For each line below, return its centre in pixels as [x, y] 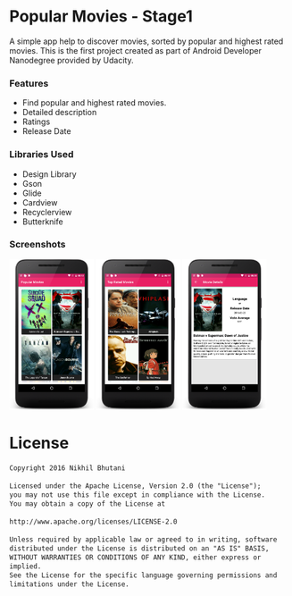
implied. [25, 566]
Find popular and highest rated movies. [94, 103]
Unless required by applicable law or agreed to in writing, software [143, 539]
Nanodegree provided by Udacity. [71, 60]
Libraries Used [42, 155]
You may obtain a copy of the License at [88, 504]
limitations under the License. [69, 584]
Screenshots [38, 245]
